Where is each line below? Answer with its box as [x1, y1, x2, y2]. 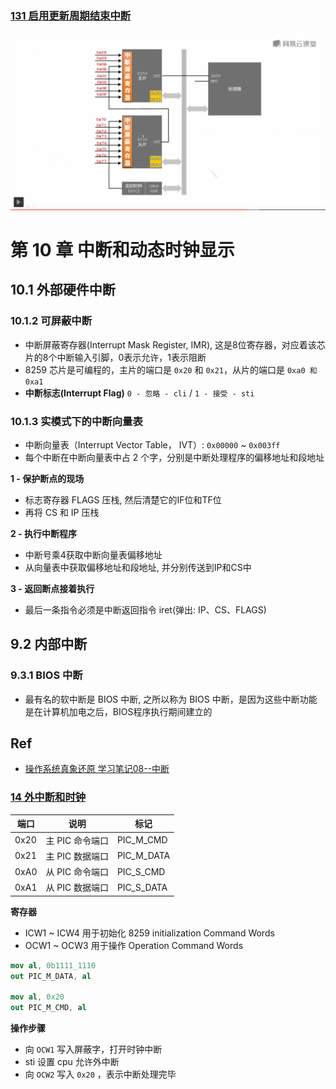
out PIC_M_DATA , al [10, 971, 92, 981]
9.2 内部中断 [10, 636, 88, 653]
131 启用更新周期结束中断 [10, 8, 132, 22]
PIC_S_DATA [116, 881, 168, 893]
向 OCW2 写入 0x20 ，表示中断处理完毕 [24, 1068, 177, 1081]
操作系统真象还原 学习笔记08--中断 [24, 763, 170, 775]
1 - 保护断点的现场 [10, 472, 85, 484]
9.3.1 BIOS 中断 [10, 668, 83, 682]
